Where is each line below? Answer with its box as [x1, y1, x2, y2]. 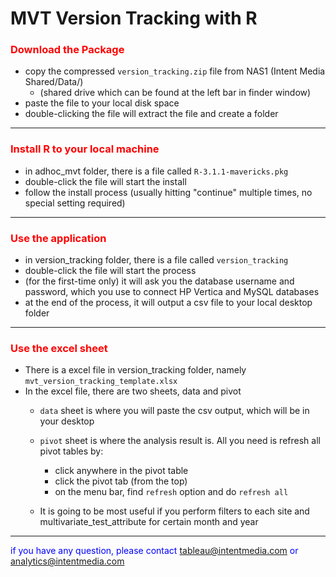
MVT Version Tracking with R [10, 7, 258, 30]
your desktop [39, 415, 95, 427]
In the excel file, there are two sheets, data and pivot [24, 385, 242, 397]
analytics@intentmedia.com [10, 555, 125, 567]
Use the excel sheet [10, 342, 108, 355]
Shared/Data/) [24, 76, 84, 88]
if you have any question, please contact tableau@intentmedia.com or [10, 545, 299, 557]
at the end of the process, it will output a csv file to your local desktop [24, 297, 313, 309]
